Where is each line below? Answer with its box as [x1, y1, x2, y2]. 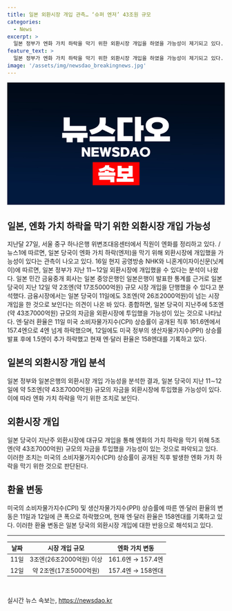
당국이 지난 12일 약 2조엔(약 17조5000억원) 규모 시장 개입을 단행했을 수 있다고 [7, 283, 217, 292]
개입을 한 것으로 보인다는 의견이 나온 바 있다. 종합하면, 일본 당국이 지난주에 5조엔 [7, 301, 224, 309]
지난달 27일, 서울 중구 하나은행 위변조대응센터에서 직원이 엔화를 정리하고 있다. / [7, 240, 221, 248]
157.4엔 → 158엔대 [108, 566, 164, 574]
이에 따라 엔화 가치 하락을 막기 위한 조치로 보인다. [7, 394, 140, 402]
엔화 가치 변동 [117, 544, 155, 552]
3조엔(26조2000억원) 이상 [30, 555, 103, 563]
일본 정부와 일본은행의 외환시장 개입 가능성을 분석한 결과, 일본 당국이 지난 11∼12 [7, 377, 222, 385]
